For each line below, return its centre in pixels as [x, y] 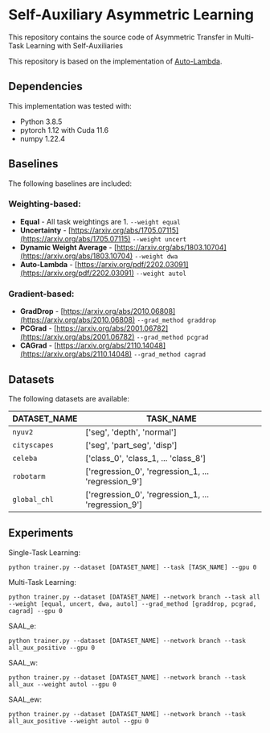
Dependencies [45, 86]
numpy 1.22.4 [43, 138]
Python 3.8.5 [41, 121]
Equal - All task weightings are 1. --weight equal [100, 221]
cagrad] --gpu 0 [35, 611]
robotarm [29, 476]
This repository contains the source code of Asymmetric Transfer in [121, 37]
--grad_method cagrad [170, 355]
